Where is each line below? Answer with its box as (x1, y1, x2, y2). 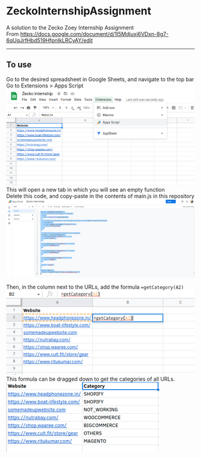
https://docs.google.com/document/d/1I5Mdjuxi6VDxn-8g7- (20, 30, 169, 37)
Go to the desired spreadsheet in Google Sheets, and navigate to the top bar (6, 75, 194, 83)
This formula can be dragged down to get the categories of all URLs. (6, 375, 175, 383)
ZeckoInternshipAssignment (6, 4, 151, 18)
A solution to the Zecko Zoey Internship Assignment (6, 24, 134, 31)
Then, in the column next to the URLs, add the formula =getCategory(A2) (6, 283, 184, 291)
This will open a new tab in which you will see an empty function (6, 186, 165, 193)
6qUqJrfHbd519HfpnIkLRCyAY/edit (6, 37, 93, 44)
